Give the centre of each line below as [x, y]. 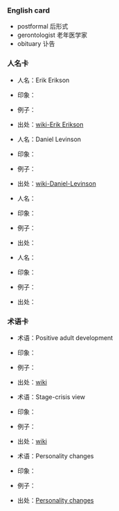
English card [29, 10]
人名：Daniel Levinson [49, 139]
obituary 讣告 [36, 44]
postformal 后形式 [43, 26]
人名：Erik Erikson [43, 80]
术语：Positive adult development [65, 338]
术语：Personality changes [55, 456]
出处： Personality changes [55, 500]
